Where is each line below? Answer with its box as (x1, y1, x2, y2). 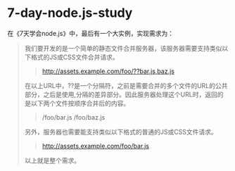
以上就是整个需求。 (24, 156, 81, 165)
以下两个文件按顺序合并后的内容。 (30, 99, 130, 107)
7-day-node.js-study (7, 5, 133, 21)
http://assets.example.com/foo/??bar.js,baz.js (42, 67, 174, 75)
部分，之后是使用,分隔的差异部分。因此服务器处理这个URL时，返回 (24, 90, 218, 99)
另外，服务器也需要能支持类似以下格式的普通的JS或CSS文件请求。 (24, 127, 217, 136)
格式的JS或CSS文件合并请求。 (30, 53, 119, 61)
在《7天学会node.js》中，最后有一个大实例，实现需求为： (7, 29, 174, 37)
